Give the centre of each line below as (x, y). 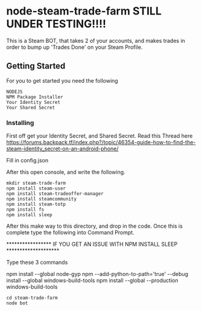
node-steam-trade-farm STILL (84, 11)
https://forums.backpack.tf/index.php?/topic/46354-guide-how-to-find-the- (101, 143)
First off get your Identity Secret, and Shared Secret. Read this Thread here (99, 136)
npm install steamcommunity (42, 199)
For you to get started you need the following (62, 80)
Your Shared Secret (31, 107)
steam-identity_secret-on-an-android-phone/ (62, 149)
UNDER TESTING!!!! (56, 24)
